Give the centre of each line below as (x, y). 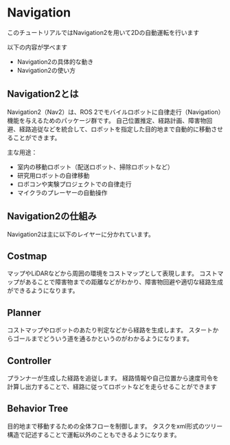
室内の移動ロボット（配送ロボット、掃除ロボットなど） (95, 167)
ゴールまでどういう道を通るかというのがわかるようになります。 (103, 339)
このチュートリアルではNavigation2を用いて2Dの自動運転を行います (103, 32)
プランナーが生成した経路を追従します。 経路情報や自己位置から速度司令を (113, 378)
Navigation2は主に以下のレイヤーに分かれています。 (81, 234)
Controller (29, 361)
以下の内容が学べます (37, 47)
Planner (24, 313)
